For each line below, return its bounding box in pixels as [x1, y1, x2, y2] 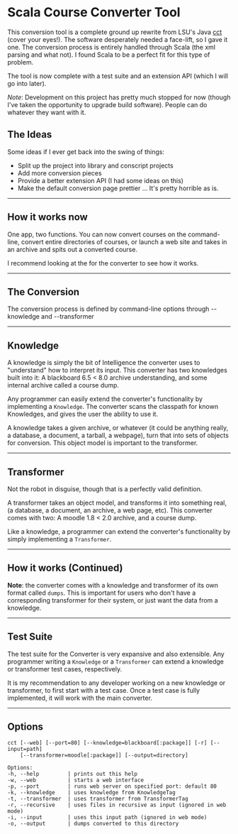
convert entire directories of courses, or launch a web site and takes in [21, 237, 227, 246]
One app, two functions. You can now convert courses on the [7, 230, 186, 238]
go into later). [7, 79, 47, 87]
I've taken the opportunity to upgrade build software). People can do [7, 100, 208, 109]
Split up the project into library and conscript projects [17, 161, 174, 170]
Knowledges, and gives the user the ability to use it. [7, 410, 158, 419]
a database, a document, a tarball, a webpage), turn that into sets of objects [7, 431, 229, 440]
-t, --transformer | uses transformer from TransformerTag [7, 796, 189, 803]
